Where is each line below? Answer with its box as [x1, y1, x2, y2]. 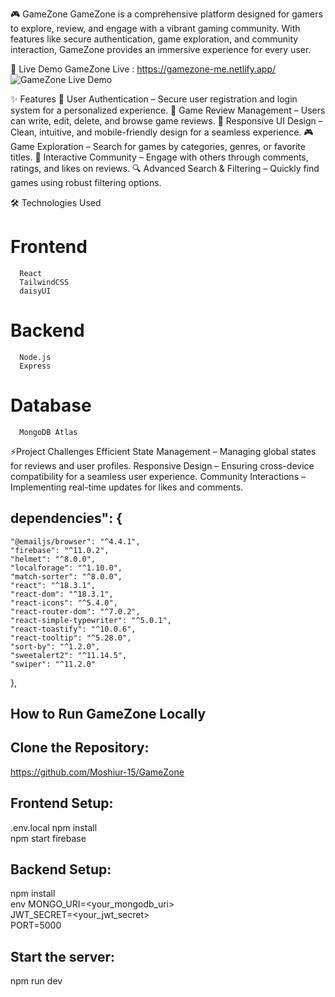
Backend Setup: [10, 861, 112, 878]
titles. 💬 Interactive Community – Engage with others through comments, [10, 151, 309, 163]
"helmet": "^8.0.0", [10, 554, 97, 564]
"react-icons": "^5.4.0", [10, 598, 118, 608]
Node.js [19, 352, 52, 362]
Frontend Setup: [10, 795, 114, 812]
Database [10, 394, 92, 417]
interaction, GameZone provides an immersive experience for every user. [10, 44, 312, 55]
